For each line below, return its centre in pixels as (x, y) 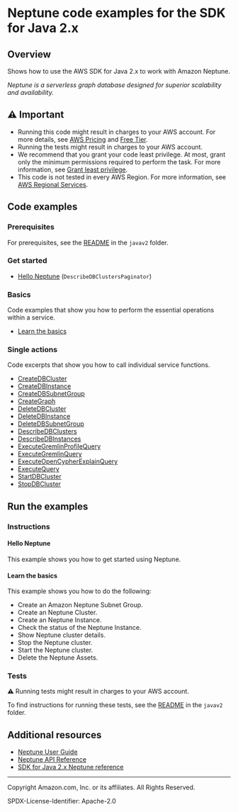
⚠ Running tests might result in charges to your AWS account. (98, 692)
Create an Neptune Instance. (59, 620)
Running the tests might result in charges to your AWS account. (110, 147)
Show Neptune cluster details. (62, 635)
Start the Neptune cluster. (55, 650)
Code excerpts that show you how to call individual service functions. (109, 365)
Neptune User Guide (47, 752)
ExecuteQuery (39, 469)
